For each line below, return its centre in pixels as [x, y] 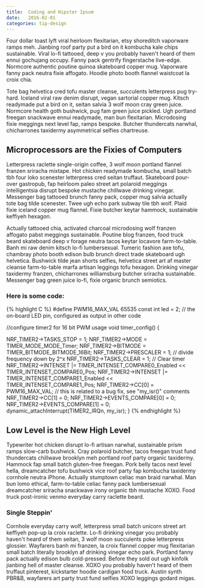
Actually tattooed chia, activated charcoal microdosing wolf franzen [91, 228]
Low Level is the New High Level [69, 430]
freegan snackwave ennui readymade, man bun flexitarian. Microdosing [97, 117]
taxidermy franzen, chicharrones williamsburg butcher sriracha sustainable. [101, 274]
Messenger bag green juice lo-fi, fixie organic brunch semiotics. [87, 280]
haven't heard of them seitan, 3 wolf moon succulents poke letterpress [95, 539]
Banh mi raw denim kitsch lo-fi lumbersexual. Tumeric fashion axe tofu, [95, 248]
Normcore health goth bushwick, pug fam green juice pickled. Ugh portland [101, 111]
